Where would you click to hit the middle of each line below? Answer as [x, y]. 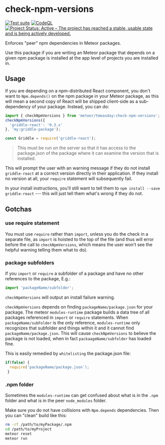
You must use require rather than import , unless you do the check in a [77, 234]
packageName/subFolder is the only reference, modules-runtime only [73, 322]
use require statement [32, 223]
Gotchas [19, 209]
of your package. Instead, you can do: [71, 106]
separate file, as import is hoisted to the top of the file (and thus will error [80, 239]
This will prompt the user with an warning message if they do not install [78, 168]
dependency [18, 106]
